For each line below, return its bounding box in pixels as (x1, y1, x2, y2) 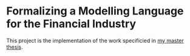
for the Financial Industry (6, 17, 137, 31)
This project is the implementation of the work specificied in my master (6, 37, 184, 44)
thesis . (6, 43, 23, 51)
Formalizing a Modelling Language (6, 4, 184, 18)
